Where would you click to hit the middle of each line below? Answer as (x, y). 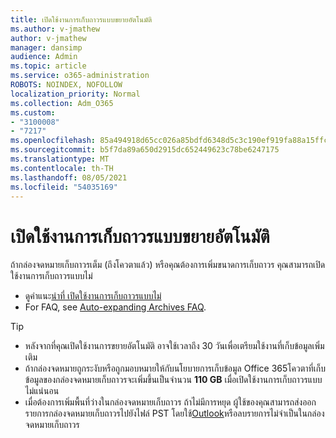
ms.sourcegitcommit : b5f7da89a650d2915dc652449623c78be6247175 (145, 150)
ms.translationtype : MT (60, 159)
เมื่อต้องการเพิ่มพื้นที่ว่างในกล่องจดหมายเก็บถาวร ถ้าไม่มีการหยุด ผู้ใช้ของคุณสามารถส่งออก (170, 402)
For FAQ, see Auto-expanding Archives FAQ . (115, 307)
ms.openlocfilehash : (53, 141)
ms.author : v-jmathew (55, 29)
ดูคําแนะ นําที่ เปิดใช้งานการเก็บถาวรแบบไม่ (93, 296)
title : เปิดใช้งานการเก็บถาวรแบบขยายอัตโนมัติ (81, 19)
